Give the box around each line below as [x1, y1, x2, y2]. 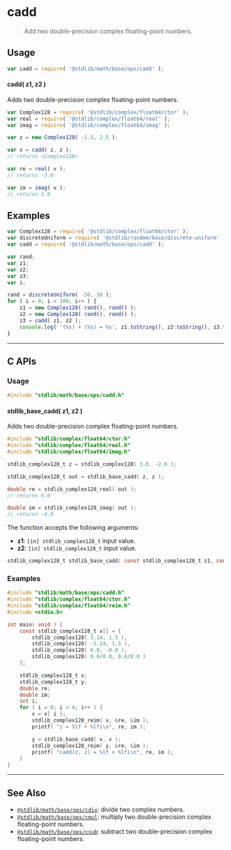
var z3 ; [7, 273, 30, 279]
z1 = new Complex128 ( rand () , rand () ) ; [19, 304, 137, 311]
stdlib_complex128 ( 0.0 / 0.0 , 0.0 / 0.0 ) [32, 653, 146, 660]
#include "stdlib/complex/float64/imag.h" [7, 448, 131, 455]
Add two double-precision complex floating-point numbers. [23, 27, 192, 35]
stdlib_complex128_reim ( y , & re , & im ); [32, 742, 149, 749]
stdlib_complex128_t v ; [19, 672, 88, 679]
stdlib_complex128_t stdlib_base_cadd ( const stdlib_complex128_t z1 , [7, 557, 214, 564]
